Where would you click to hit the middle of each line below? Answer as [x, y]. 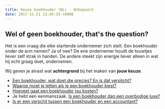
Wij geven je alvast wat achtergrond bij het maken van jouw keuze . [74, 71]
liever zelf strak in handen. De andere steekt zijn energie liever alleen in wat [82, 56]
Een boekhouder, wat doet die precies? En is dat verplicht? [72, 81]
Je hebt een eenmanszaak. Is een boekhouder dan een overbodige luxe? [86, 96]
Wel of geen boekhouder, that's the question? [77, 34]
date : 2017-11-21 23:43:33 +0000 [39, 14]
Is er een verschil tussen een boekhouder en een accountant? [75, 102]
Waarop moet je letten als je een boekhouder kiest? [64, 86]
